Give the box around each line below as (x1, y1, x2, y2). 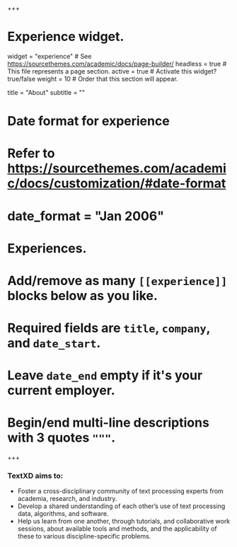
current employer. (7, 383, 115, 398)
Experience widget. (7, 29, 125, 45)
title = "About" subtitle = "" (7, 88, 86, 96)
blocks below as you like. (7, 287, 158, 304)
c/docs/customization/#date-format (7, 175, 226, 192)
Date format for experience (7, 113, 170, 129)
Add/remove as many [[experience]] (7, 272, 228, 289)
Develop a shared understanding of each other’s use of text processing (17, 502, 226, 510)
